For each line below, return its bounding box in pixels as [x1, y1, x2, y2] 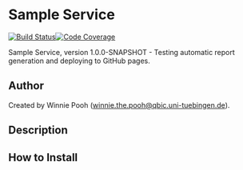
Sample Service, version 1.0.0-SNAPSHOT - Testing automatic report [8, 47, 236, 57]
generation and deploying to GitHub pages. [8, 56, 150, 65]
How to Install [8, 150, 78, 164]
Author [8, 79, 44, 93]
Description [8, 124, 68, 137]
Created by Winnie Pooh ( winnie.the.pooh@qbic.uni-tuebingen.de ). [8, 100, 230, 109]
